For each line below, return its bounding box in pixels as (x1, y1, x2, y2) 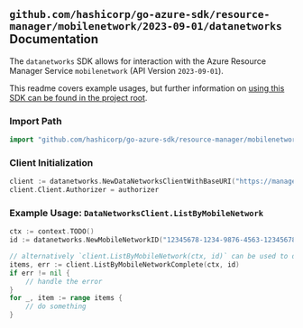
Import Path (9, 114, 62, 127)
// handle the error (25, 277, 103, 286)
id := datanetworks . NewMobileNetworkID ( (9, 235, 164, 245)
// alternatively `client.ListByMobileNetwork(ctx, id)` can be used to (9, 252, 289, 261)
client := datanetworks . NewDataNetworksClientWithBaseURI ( (9, 177, 236, 187)
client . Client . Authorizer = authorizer (9, 186, 160, 195)
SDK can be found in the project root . (9, 92, 148, 103)
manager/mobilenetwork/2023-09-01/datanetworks (9, 20, 282, 33)
